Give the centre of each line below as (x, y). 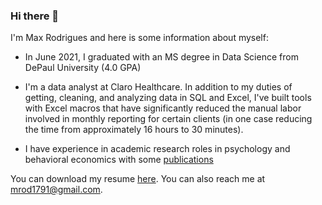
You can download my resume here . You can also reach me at (138, 179)
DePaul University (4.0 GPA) (83, 68)
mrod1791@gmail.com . (56, 190)
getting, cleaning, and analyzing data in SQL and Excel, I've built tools (168, 98)
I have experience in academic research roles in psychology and (157, 149)
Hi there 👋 (35, 16)
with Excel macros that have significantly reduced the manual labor (163, 108)
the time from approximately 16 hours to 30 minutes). (134, 130)
